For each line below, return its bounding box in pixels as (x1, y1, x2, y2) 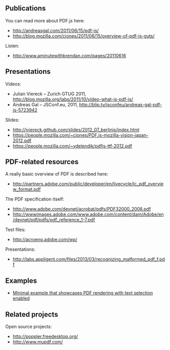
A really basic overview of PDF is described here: (5, 171, 108, 177)
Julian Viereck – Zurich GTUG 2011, (12, 91, 86, 97)
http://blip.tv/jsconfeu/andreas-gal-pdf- (79, 101, 162, 107)
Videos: (5, 81, 21, 87)
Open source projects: (5, 324, 52, 330)
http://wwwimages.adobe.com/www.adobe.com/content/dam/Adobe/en (12, 211, 164, 218)
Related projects (5, 310, 58, 318)
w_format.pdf (12, 186, 41, 192)
